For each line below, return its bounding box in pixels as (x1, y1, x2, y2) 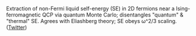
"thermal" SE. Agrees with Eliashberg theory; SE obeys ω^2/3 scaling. (6, 18, 177, 24)
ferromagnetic (6, 11, 41, 18)
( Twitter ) (6, 24, 27, 31)
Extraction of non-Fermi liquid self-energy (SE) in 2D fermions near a (6, 5, 175, 12)
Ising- (176, 5, 191, 12)
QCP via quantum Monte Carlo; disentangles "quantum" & (42, 11, 184, 18)
